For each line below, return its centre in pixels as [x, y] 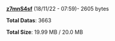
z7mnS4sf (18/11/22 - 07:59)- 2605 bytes [58, 9]
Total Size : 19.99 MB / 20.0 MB [45, 32]
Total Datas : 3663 [29, 20]
